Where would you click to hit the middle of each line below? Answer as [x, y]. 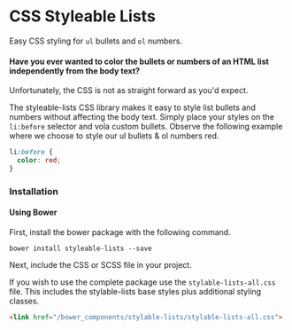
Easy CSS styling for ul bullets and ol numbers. [96, 41]
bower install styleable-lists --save [81, 248]
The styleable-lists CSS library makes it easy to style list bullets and [133, 107]
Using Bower [33, 212]
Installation [34, 191]
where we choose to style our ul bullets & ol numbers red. [114, 136]
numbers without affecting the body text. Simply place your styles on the [142, 117]
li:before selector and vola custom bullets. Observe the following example [146, 127]
